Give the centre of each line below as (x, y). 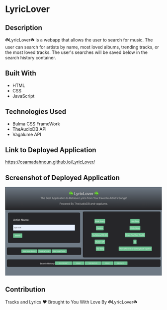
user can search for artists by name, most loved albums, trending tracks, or (82, 47)
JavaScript (23, 96)
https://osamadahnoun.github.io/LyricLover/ (50, 162)
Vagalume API (27, 134)
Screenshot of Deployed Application (63, 177)
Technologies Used (36, 112)
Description (24, 28)
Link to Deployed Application (51, 150)
